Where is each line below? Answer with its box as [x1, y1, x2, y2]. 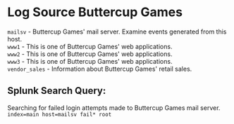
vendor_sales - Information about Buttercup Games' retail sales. [7, 64, 192, 73]
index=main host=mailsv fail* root [7, 111, 112, 118]
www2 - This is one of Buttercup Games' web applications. [7, 50, 173, 58]
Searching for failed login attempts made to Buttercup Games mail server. [7, 103, 221, 112]
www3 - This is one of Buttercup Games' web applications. [7, 57, 173, 65]
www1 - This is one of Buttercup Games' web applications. [7, 42, 173, 50]
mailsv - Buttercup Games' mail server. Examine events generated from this [7, 27, 227, 36]
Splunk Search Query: [7, 85, 106, 97]
